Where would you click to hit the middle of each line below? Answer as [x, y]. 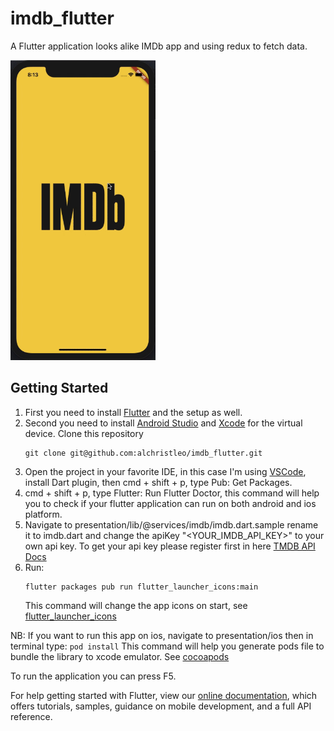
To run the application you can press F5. [93, 676]
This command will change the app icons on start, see [136, 605]
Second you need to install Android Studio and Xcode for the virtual [163, 423]
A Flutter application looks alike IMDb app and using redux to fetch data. [159, 46]
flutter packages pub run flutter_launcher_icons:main [141, 587]
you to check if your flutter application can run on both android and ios [170, 503]
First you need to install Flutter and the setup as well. [133, 412]
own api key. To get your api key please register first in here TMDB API [170, 546]
